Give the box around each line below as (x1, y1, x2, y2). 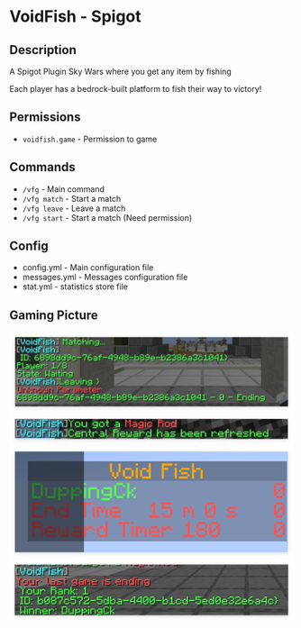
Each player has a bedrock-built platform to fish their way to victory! (9, 84, 262, 94)
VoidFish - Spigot (9, 6, 141, 27)
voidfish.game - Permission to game (22, 133, 158, 144)
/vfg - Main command (22, 183, 105, 195)
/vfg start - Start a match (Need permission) (22, 212, 193, 223)
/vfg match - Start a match (22, 193, 122, 204)
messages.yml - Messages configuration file (22, 272, 188, 283)
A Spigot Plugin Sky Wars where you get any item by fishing (9, 66, 232, 77)
